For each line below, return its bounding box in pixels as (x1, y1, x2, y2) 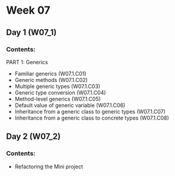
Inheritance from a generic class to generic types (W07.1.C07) (14, 108, 166, 115)
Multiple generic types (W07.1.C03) (14, 83, 101, 90)
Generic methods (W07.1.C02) (14, 76, 88, 83)
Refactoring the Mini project (14, 163, 83, 170)
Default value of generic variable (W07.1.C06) (14, 102, 126, 109)
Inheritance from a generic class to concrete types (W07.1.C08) (14, 114, 169, 121)
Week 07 (6, 4, 50, 17)
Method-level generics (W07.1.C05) (14, 95, 101, 102)
